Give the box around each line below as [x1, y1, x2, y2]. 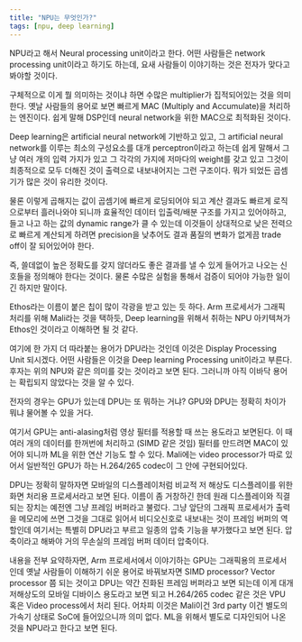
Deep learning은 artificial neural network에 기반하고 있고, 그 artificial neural [9, 131, 284, 142]
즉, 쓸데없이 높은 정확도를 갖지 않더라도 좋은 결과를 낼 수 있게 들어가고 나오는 [9, 259, 279, 271]
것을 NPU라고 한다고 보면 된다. [9, 622, 118, 633]
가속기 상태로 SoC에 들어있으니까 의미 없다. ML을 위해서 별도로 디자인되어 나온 [9, 610, 287, 622]
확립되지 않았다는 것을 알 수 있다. [18, 376, 134, 388]
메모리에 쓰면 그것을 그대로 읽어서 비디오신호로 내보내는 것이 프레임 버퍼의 [18, 513, 279, 524]
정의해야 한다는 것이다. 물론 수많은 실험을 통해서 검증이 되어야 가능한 [32, 271, 274, 281]
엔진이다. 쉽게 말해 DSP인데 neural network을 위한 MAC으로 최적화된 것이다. [18, 112, 291, 123]
